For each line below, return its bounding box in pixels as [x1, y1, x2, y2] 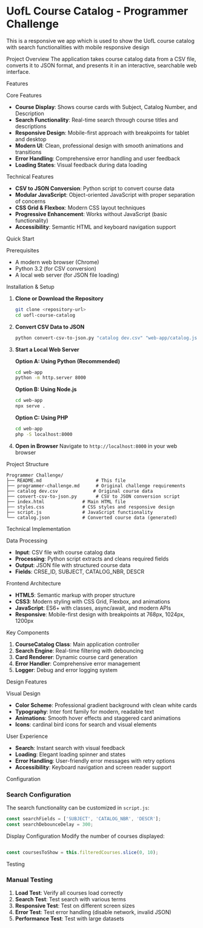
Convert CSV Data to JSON [15, 323, 85, 331]
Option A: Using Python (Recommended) [15, 357, 120, 364]
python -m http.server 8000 [15, 375, 86, 381]
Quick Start [6, 235, 35, 242]
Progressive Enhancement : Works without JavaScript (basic [15, 210, 168, 217]
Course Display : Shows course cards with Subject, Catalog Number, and [15, 103, 198, 110]
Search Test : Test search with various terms [15, 896, 126, 903]
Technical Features [6, 173, 54, 180]
